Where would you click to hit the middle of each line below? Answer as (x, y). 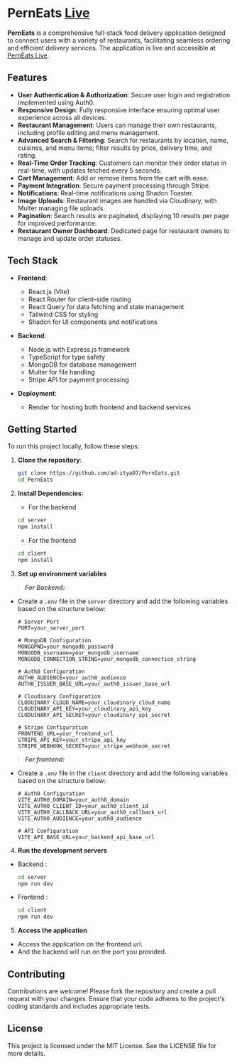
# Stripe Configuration (53, 727)
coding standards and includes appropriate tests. (79, 1006)
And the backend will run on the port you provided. (92, 952)
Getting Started (42, 429)
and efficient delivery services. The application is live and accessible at (112, 48)
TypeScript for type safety (66, 357)
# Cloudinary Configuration (59, 696)
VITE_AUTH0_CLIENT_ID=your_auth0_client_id (83, 806)
